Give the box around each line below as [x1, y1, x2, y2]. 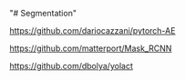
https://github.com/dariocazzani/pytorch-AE [9, 25, 176, 35]
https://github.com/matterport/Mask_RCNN [9, 43, 172, 54]
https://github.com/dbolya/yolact [9, 61, 134, 71]
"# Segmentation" [9, 8, 77, 18]
